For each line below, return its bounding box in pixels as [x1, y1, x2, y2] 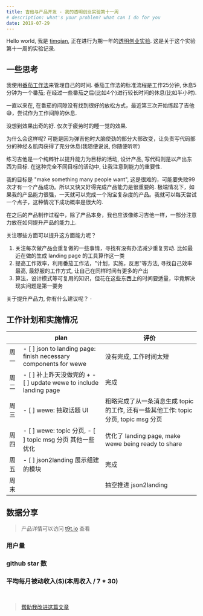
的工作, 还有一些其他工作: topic [105, 406, 193, 414]
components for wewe [23, 360, 86, 368]
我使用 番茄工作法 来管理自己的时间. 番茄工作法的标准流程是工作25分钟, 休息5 [6, 82, 197, 89]
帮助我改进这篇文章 [21, 603, 69, 611]
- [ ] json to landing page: [23, 345, 96, 353]
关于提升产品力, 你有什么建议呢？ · [6, 295, 92, 303]
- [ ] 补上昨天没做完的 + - [23, 371, 97, 379]
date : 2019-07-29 [6, 20, 50, 26]
